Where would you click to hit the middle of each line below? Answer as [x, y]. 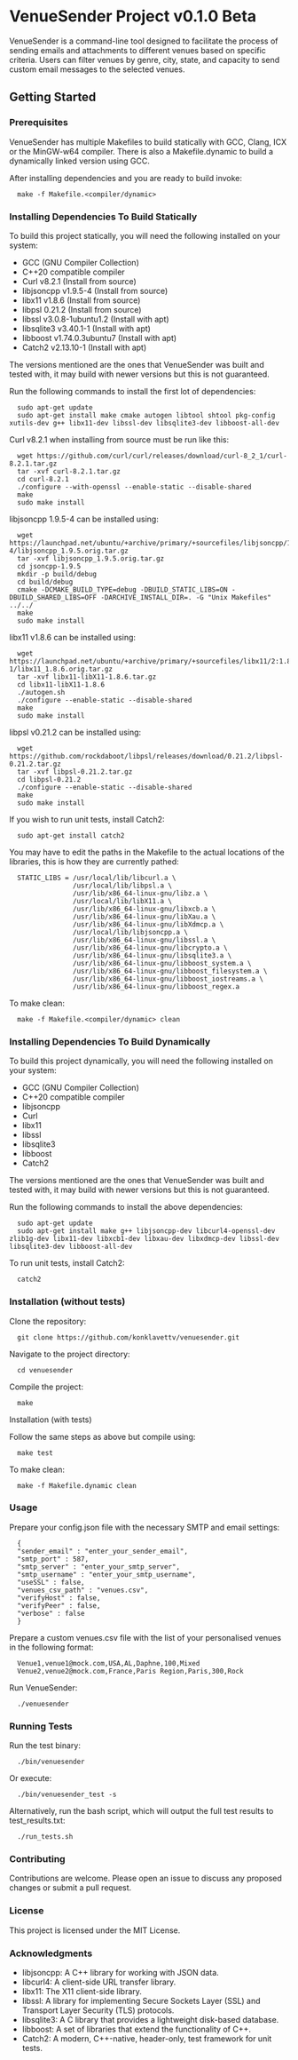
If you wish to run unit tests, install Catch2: [87, 819]
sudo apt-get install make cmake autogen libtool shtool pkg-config [146, 415]
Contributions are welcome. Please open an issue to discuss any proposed [145, 1878]
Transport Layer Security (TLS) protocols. [98, 2010]
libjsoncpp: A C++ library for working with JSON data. [120, 1973]
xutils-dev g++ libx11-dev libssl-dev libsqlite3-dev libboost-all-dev [144, 423]
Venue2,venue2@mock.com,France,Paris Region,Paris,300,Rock [130, 1671]
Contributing [37, 1859]
